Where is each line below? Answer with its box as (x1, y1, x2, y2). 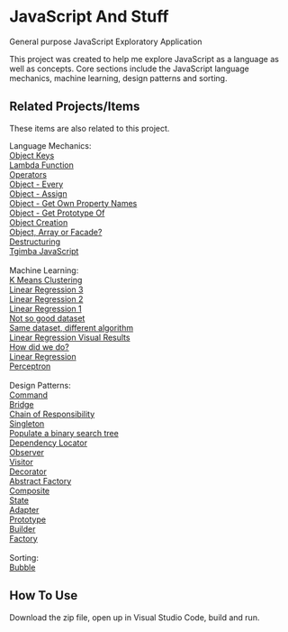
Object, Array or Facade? (9, 226, 103, 237)
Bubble (9, 562, 36, 572)
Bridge (9, 398, 34, 409)
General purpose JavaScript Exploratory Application (9, 36, 202, 47)
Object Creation (9, 216, 68, 227)
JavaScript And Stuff (9, 6, 169, 27)
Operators (9, 169, 48, 179)
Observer (9, 446, 45, 457)
